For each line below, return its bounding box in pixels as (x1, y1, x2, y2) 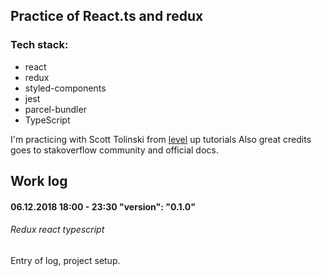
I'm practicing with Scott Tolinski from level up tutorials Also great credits (10, 133, 312, 145)
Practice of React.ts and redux (10, 8, 204, 25)
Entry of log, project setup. (10, 254, 121, 266)
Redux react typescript (10, 224, 105, 236)
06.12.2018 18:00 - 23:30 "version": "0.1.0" (10, 200, 196, 213)
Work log (10, 173, 68, 190)
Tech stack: (10, 38, 69, 52)
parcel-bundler (24, 103, 87, 115)
